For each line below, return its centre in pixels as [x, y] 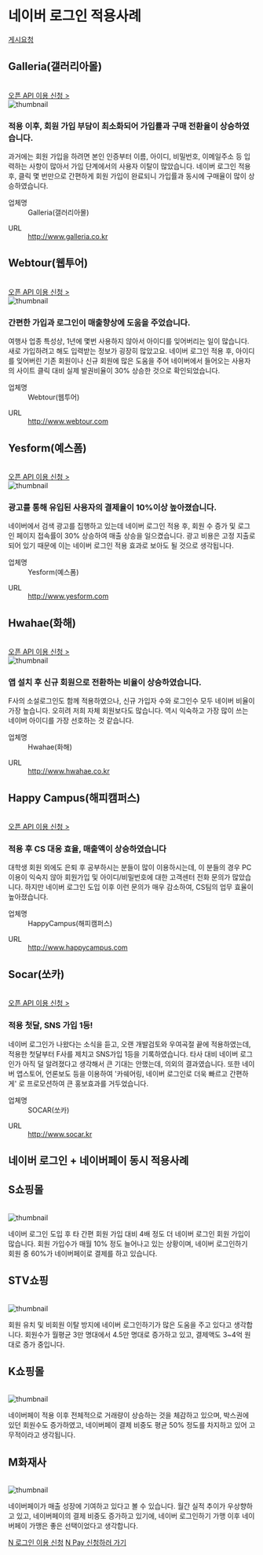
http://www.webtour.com [68, 421]
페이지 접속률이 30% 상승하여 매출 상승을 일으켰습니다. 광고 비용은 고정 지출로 [136, 536]
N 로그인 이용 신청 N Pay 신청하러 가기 [68, 1542]
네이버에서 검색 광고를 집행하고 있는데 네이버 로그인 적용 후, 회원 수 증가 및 [122, 526]
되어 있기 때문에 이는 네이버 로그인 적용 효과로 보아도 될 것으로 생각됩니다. [121, 546]
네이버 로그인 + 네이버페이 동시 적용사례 [99, 1160]
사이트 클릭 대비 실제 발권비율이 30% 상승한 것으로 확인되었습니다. [118, 371]
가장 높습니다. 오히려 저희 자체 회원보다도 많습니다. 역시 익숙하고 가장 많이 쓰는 [128, 711]
